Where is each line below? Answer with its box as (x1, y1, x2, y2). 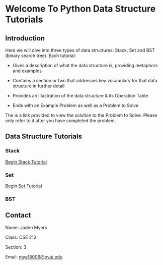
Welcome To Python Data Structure (5, 3, 156, 15)
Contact (5, 211, 31, 220)
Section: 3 (5, 244, 27, 250)
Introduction (5, 34, 45, 42)
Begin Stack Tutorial (5, 158, 47, 165)
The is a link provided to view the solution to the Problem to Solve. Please (5, 112, 157, 118)
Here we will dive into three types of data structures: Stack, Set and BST (5, 47, 155, 53)
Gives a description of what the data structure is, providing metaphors (12, 63, 158, 68)
